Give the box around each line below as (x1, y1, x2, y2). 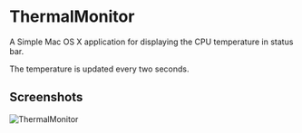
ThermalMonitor (9, 6, 135, 27)
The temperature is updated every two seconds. (9, 63, 190, 74)
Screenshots (9, 90, 83, 105)
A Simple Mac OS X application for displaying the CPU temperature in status (9, 36, 294, 47)
